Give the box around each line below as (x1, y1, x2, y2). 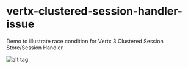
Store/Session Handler (6, 44, 63, 51)
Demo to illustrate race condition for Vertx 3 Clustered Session (6, 37, 164, 45)
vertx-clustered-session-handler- (6, 4, 183, 18)
